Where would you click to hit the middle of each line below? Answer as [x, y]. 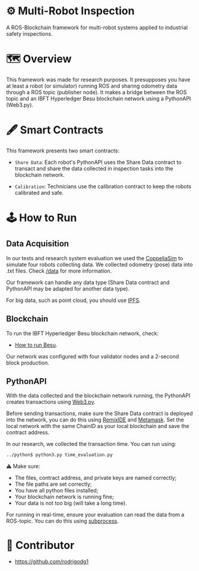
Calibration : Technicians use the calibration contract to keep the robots [103, 186]
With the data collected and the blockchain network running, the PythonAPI [98, 396]
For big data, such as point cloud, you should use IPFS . [73, 300]
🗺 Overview [39, 59]
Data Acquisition [38, 244]
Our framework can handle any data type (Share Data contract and [88, 282]
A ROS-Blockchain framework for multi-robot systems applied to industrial [97, 27]
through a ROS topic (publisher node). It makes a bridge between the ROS [97, 92]
